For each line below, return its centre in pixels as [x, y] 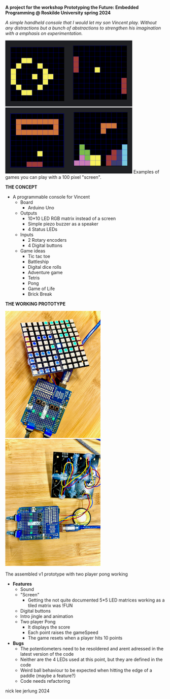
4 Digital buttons [45, 245]
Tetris [34, 278]
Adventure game [45, 273]
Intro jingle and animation [47, 616]
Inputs [27, 235]
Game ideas [33, 251]
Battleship [38, 262]
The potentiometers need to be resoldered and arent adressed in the [92, 649]
